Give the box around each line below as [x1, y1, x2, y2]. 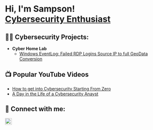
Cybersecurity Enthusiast [5, 14, 111, 25]
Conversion [19, 56, 43, 61]
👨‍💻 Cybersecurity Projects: [5, 33, 89, 41]
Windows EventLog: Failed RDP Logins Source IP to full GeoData [19, 51, 148, 57]
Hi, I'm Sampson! [5, 3, 75, 14]
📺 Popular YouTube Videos [5, 71, 89, 79]
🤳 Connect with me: [5, 105, 65, 113]
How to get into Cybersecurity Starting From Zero [12, 86, 111, 91]
